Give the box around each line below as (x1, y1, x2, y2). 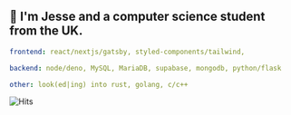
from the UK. (9, 24, 83, 39)
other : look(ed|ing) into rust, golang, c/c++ (9, 80, 189, 89)
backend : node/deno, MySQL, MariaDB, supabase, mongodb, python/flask (9, 63, 282, 72)
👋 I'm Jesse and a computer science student (9, 9, 266, 24)
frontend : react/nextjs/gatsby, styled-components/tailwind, (9, 47, 246, 56)
